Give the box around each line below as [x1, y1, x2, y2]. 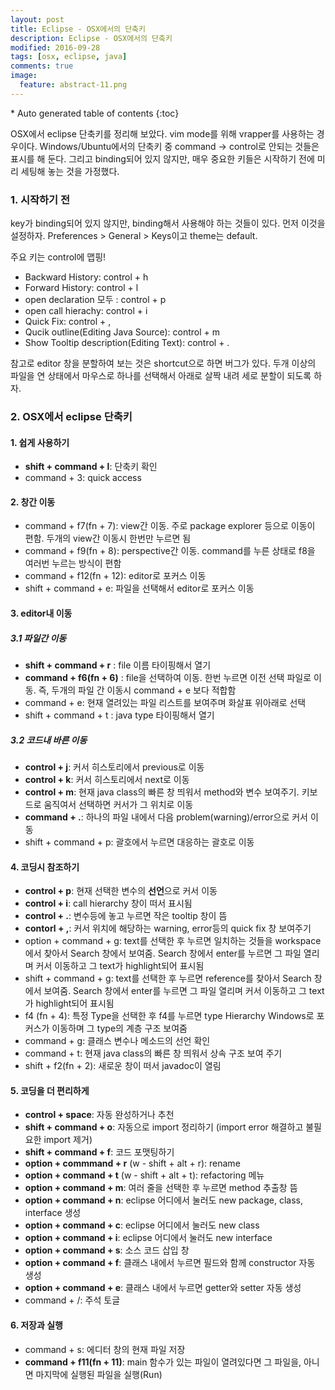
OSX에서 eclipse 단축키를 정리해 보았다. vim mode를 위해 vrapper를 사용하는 [10, 127, 315, 140]
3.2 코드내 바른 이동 [10, 734, 88, 746]
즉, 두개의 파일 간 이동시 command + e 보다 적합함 [38, 684, 237, 696]
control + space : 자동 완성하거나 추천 [24, 1109, 175, 1121]
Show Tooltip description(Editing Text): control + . [24, 337, 230, 349]
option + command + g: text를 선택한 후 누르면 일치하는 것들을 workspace [24, 935, 322, 947]
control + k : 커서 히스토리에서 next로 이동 [24, 773, 190, 785]
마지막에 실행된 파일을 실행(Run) [35, 1368, 163, 1380]
